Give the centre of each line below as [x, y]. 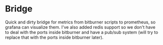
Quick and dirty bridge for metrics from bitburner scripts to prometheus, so [80, 22]
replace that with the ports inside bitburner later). [54, 37]
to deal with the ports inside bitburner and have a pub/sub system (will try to [81, 32]
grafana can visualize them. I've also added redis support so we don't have [80, 27]
